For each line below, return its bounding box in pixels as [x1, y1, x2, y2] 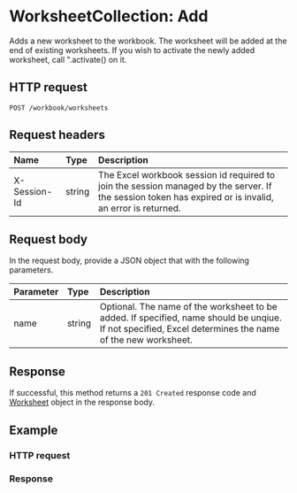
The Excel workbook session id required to [98, 168, 276, 181]
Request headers [9, 127, 106, 143]
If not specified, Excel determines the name [99, 323, 280, 335]
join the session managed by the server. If [98, 180, 272, 192]
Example [9, 422, 58, 437]
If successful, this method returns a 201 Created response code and [9, 388, 256, 398]
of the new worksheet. [99, 334, 193, 346]
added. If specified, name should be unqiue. [99, 312, 282, 324]
